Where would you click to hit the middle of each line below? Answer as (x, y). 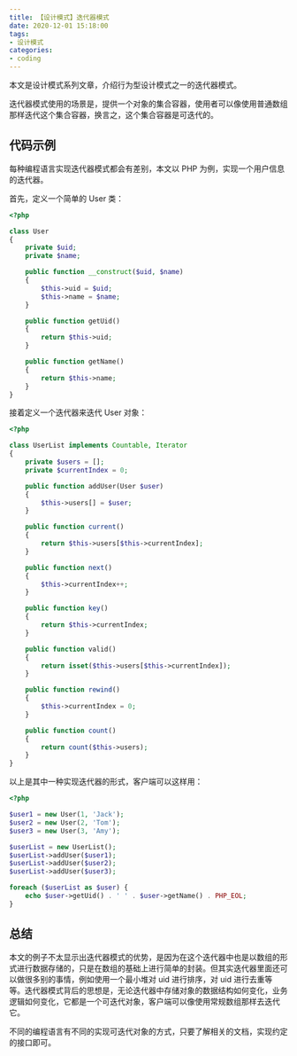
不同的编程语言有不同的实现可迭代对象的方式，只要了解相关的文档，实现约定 (148, 1031)
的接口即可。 (32, 1042)
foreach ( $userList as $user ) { (69, 888)
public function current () (75, 527)
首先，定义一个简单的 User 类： (67, 198)
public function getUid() (73, 321)
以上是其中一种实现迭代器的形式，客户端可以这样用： (106, 782)
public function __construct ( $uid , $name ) (104, 272)
